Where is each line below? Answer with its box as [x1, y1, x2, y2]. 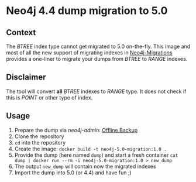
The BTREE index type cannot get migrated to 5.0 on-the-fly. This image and [6, 43, 191, 50]
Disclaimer [6, 72, 46, 83]
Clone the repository [14, 133, 64, 140]
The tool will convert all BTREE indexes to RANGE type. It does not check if [6, 88, 187, 95]
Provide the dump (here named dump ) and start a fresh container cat [14, 151, 178, 159]
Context [6, 28, 36, 37]
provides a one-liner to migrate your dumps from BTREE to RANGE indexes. [6, 56, 188, 62]
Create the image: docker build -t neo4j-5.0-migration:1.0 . [14, 145, 167, 152]
